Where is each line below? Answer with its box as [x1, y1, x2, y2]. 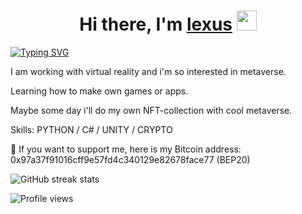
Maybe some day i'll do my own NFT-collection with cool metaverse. [10, 104, 293, 116]
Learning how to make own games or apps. [10, 85, 189, 97]
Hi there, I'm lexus [79, 13, 233, 36]
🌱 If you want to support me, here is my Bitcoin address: [10, 143, 242, 155]
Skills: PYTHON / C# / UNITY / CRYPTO [10, 123, 173, 135]
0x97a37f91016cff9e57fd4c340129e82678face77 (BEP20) [10, 153, 251, 165]
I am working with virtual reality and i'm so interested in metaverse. [10, 65, 287, 77]
